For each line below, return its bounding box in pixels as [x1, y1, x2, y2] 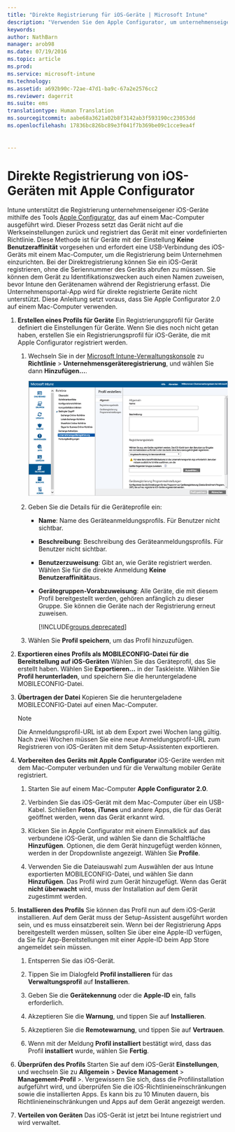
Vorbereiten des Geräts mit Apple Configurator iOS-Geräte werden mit [17, 756, 225, 764]
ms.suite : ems [7, 100, 49, 107]
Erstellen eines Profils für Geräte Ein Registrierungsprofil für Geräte [17, 316, 215, 325]
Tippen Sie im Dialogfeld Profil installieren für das [27, 970, 173, 979]
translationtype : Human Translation [7, 107, 114, 115]
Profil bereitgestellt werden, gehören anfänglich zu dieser [38, 594, 204, 603]
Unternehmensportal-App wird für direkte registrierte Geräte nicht [7, 288, 198, 296]
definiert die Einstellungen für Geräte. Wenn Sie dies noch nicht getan [17, 323, 219, 332]
